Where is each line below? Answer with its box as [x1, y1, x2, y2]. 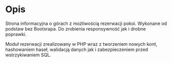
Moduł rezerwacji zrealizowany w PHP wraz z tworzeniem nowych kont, [5, 41, 158, 47]
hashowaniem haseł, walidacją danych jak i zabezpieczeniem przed [5, 46, 148, 52]
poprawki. [5, 31, 27, 37]
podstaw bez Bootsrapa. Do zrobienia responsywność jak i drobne [5, 25, 146, 31]
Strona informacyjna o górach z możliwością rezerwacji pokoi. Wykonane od [5, 20, 167, 26]
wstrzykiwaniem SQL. [5, 52, 51, 58]
